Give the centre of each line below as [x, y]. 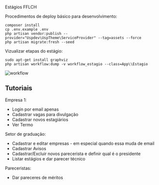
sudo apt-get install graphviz [36, 60]
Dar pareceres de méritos [37, 177]
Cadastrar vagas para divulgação [45, 114]
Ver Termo [22, 125]
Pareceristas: [18, 168]
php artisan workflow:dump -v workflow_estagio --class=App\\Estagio [77, 64]
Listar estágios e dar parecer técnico [49, 158]
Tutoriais [19, 88]
